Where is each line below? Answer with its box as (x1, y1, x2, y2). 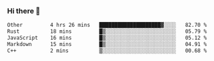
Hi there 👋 (7, 6, 41, 16)
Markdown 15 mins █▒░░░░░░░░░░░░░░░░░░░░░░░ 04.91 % (7, 40, 207, 47)
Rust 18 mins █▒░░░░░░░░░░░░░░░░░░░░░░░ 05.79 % (7, 28, 207, 35)
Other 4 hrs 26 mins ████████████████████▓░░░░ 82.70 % (7, 22, 207, 29)
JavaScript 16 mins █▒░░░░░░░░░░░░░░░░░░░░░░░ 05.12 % (7, 34, 207, 42)
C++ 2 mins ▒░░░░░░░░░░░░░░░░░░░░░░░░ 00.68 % (7, 47, 207, 54)
